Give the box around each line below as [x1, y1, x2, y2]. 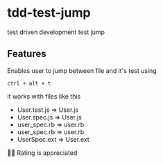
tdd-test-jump [7, 5, 91, 21]
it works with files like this [7, 92, 81, 100]
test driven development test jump [7, 28, 105, 36]
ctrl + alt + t [7, 80, 51, 87]
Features [7, 48, 46, 60]
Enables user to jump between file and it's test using [7, 66, 157, 74]
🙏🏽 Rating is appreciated [7, 148, 78, 157]
